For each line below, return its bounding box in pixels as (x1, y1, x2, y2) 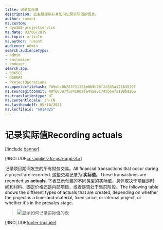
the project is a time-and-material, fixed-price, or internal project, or (5, 194, 142, 200)
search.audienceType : (5, 48, 49, 53)
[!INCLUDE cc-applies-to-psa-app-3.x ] (5, 155, 82, 161)
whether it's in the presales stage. (5, 200, 73, 206)
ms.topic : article (5, 35, 42, 40)
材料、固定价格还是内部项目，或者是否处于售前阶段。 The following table (13, 184, 159, 189)
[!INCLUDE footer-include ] (5, 219, 57, 225)
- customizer (5, 57, 32, 62)
